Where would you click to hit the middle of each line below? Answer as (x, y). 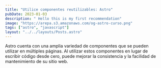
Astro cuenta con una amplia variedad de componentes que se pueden (77, 46)
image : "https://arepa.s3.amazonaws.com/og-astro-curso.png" (69, 23)
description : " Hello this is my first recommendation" (63, 18)
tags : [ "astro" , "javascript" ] (37, 28)
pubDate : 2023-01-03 (26, 14)
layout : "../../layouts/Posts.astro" (44, 32)
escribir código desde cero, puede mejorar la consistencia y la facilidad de (80, 56)
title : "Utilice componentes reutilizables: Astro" (59, 9)
